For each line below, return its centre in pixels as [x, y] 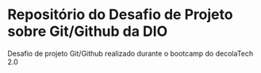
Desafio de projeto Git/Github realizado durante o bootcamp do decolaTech [130, 53]
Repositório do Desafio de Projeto [120, 15]
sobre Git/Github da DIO [88, 31]
